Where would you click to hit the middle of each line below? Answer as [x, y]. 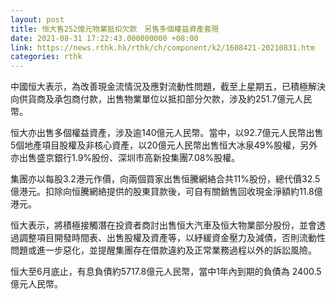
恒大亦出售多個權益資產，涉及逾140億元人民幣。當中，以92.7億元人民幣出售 [167, 133]
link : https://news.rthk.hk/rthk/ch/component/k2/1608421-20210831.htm [162, 47]
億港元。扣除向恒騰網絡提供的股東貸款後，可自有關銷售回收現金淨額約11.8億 [166, 192]
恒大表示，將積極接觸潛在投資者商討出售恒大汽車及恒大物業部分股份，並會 [163, 225]
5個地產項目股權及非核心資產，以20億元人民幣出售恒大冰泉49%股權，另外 [164, 145]
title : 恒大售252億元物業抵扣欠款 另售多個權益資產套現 [115, 29]
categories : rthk [46, 57]
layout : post [37, 19]
